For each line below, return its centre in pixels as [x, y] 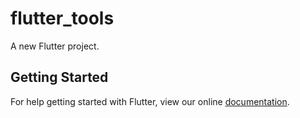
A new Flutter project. [55, 46]
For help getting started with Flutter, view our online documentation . [150, 101]
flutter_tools [62, 18]
